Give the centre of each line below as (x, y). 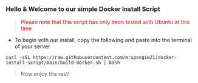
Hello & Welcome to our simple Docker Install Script (83, 9)
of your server (32, 46)
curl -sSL (18, 58)
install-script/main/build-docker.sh (53, 63)
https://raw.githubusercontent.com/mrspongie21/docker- (105, 58)
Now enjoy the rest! (45, 74)
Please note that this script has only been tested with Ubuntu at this (105, 22)
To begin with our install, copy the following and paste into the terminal (103, 40)
